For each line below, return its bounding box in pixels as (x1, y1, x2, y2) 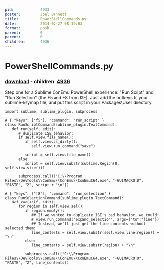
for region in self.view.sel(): (18, 204, 84, 209)
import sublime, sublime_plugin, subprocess (5, 109, 98, 114)
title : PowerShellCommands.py (5, 16, 87, 21)
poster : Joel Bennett (5, 12, 67, 17)
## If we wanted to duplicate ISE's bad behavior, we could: (31, 213, 160, 218)
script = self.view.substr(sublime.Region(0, (25, 161, 120, 166)
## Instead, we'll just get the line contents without (31, 221, 146, 227)
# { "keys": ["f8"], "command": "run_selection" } (5, 191, 111, 196)
